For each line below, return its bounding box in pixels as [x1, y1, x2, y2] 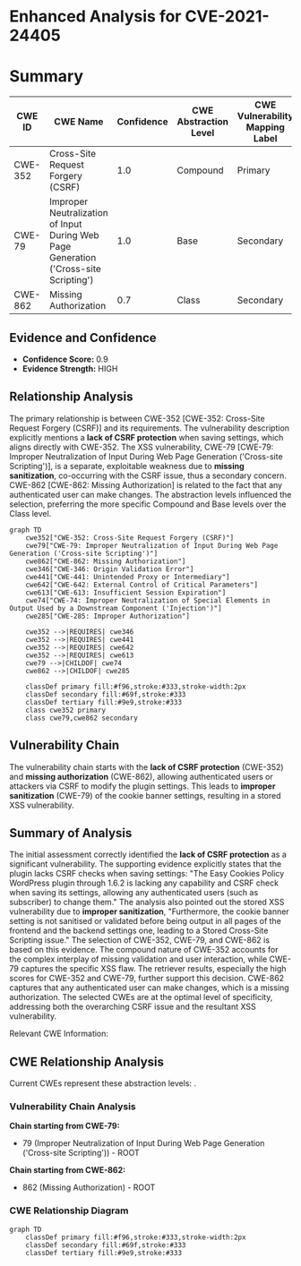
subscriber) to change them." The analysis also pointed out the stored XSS [9, 897, 285, 908]
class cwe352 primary [25, 706, 106, 714]
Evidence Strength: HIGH [21, 363, 118, 373]
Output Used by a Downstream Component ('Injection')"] [9, 603, 222, 612]
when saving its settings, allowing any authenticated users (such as [9, 887, 259, 898]
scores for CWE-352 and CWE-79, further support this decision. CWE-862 [9, 973, 285, 984]
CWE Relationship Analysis [9, 1054, 164, 1069]
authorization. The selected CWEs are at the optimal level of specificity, [9, 992, 273, 1003]
